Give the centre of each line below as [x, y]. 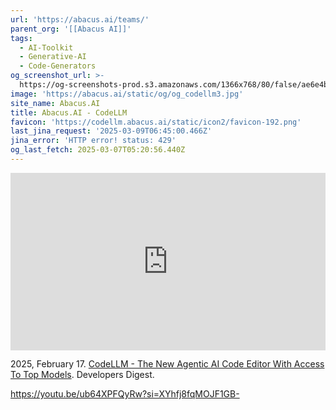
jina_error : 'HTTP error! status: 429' [93, 141]
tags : [21, 38]
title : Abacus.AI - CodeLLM [69, 112]
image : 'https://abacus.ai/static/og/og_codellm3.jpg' [127, 94]
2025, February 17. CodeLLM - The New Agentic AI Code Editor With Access [167, 364]
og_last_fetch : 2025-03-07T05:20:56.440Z [98, 150]
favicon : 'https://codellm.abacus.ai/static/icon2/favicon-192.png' [156, 122]
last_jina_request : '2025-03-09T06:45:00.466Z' [111, 131]
